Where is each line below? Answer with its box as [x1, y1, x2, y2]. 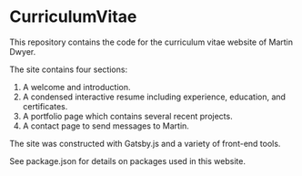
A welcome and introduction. [22, 81, 131, 92]
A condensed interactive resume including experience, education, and [22, 91, 287, 102]
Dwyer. [9, 46, 36, 57]
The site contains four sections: [9, 64, 128, 75]
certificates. [22, 100, 68, 111]
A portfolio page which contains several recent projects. [22, 110, 234, 121]
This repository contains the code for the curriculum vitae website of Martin [9, 36, 294, 47]
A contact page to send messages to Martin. [22, 120, 189, 131]
